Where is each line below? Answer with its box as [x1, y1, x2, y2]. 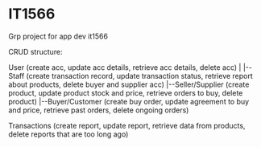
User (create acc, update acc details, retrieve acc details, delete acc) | [8, 62, 242, 72]
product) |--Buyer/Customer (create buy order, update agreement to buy [8, 96, 250, 106]
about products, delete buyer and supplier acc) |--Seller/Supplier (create [8, 80, 250, 89]
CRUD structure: [8, 47, 63, 56]
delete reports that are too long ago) [8, 129, 129, 139]
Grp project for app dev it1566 [8, 31, 109, 41]
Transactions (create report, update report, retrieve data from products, [8, 120, 246, 130]
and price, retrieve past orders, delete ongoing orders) [8, 105, 189, 115]
